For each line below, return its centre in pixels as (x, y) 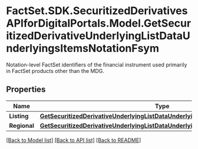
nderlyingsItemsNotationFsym (83, 49)
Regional (22, 125)
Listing (19, 116)
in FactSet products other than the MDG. (55, 71)
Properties (26, 90)
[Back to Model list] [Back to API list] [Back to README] (74, 140)
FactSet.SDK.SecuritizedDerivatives (97, 11)
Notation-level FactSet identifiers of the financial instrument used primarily (97, 64)
